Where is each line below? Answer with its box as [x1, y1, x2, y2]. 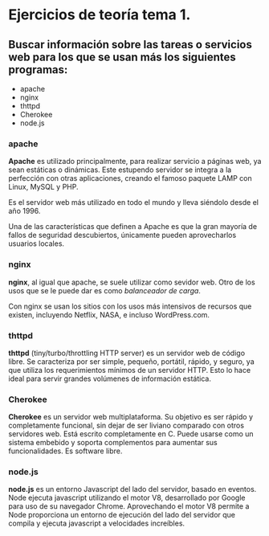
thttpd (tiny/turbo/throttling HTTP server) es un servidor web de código [8, 348, 246, 358]
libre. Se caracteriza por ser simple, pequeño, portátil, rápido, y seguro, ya [8, 356, 255, 366]
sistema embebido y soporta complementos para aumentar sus [8, 438, 218, 448]
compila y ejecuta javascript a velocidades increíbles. [8, 518, 185, 528]
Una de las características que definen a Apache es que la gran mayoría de [8, 222, 258, 231]
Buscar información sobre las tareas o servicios [8, 38, 253, 51]
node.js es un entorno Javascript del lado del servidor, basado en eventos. [8, 485, 257, 494]
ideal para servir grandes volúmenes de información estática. [8, 374, 211, 383]
